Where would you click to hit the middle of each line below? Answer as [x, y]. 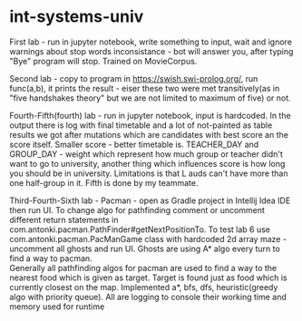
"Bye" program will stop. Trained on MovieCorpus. [103, 61]
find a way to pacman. [51, 258]
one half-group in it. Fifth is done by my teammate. [104, 182]
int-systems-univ [77, 17]
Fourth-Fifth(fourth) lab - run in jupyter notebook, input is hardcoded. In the [151, 115]
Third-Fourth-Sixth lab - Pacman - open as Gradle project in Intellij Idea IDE [150, 200]
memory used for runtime [57, 306]
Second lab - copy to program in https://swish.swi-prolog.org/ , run [134, 78]
